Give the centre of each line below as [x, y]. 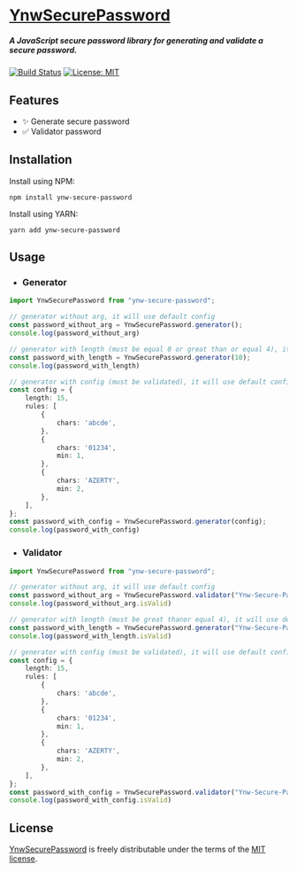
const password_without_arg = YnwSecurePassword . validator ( [122, 596]
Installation [41, 160]
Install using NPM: [42, 181]
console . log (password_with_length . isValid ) [91, 636]
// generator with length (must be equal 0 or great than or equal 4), [144, 349]
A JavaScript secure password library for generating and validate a [136, 40]
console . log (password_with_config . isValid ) [91, 800]
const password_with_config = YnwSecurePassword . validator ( [122, 792]
